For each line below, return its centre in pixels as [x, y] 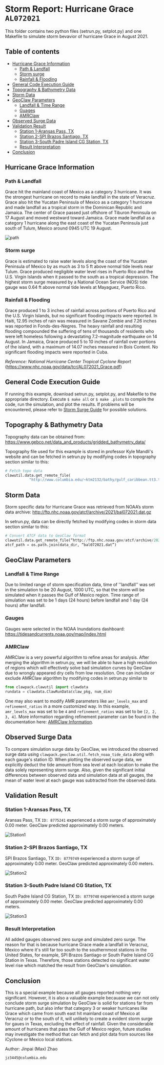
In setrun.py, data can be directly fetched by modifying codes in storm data [81, 522]
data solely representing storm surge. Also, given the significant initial [75, 770]
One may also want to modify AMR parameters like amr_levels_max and [76, 701]
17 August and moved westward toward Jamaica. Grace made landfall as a [80, 218]
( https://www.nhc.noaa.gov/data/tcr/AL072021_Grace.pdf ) [63, 367]
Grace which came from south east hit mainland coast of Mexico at [72, 1013]
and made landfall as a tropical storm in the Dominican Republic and [73, 208]
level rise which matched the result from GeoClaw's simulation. [68, 966]
